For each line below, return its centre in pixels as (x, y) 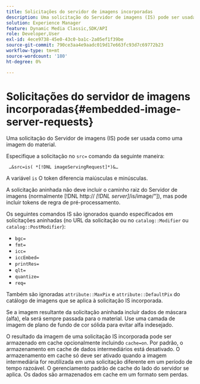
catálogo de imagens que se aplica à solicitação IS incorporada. (85, 301)
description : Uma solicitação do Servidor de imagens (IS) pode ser (93, 17)
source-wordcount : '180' (37, 56)
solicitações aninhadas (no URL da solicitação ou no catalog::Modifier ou (97, 220)
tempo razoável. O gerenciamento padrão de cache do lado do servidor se (98, 368)
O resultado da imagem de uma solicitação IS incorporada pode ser (89, 337)
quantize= (27, 277)
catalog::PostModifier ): (36, 227)
